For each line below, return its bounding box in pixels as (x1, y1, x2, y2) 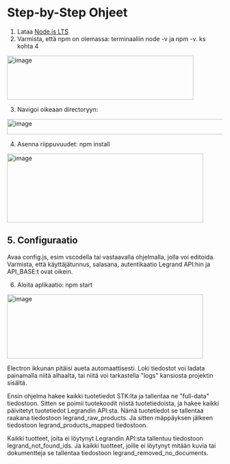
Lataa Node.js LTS (16, 27, 68, 36)
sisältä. (7, 378, 27, 387)
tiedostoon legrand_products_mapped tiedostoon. (7, 421, 149, 429)
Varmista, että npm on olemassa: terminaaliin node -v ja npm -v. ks (16, 34, 206, 42)
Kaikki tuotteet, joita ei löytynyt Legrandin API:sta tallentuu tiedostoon (7, 434, 203, 442)
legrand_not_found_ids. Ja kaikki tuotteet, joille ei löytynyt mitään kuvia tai (7, 441, 216, 450)
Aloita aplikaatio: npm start (16, 281, 93, 289)
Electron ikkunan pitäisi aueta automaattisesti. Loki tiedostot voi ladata (7, 364, 205, 372)
